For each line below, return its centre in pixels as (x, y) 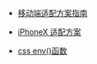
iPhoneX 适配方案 (49, 32)
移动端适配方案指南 (52, 13)
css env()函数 (42, 51)
